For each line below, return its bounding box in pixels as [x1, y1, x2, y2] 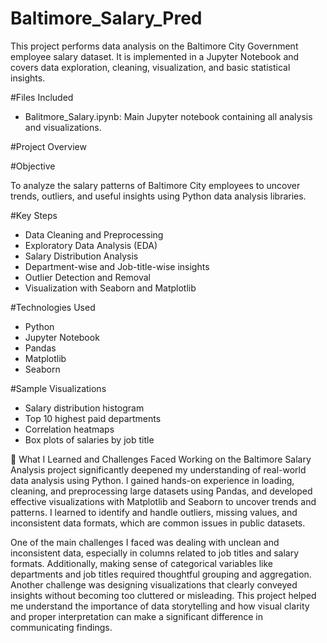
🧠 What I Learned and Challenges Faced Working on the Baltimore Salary [10, 453, 312, 465]
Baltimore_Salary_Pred [10, 7, 203, 30]
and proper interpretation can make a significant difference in [10, 610, 263, 622]
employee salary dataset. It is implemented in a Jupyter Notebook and [10, 50, 300, 62]
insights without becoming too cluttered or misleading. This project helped [10, 589, 317, 601]
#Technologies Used [10, 301, 96, 313]
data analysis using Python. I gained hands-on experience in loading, [10, 474, 295, 486]
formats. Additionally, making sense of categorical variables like [10, 557, 273, 569]
